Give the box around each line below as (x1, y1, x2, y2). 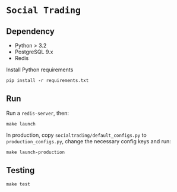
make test (6, 181, 31, 187)
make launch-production (6, 149, 65, 155)
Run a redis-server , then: (6, 109, 69, 117)
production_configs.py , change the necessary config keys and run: (6, 137, 171, 144)
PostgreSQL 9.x (14, 48, 53, 55)
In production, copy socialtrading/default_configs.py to (6, 131, 147, 139)
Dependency (6, 26, 55, 36)
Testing (6, 165, 35, 175)
